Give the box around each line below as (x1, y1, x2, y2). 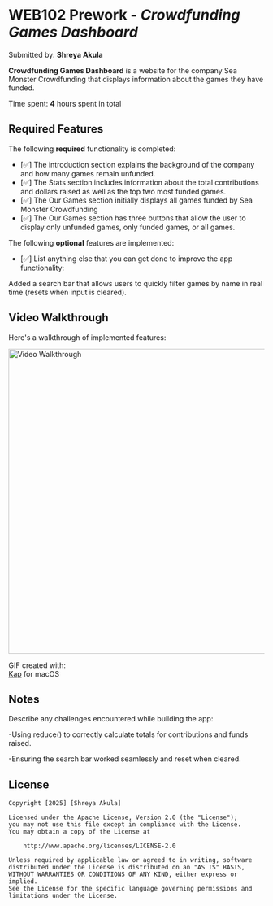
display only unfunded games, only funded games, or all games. (19, 222, 236, 232)
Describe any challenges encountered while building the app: (8, 714, 214, 724)
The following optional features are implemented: (8, 237, 175, 247)
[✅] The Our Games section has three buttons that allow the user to (19, 213, 246, 223)
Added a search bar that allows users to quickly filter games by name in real (8, 278, 263, 288)
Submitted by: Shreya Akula (8, 50, 103, 59)
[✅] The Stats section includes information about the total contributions (19, 177, 260, 187)
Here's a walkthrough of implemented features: (8, 332, 167, 342)
